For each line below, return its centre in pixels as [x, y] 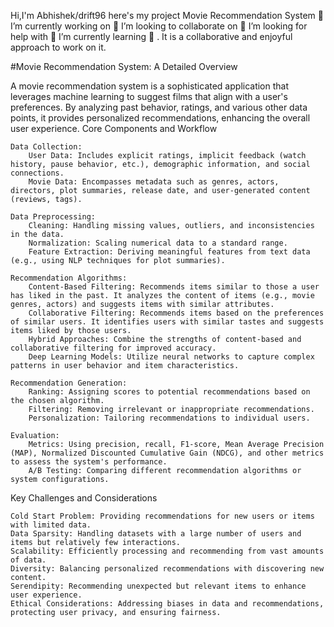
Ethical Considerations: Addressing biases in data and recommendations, [167, 604]
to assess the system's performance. [89, 462]
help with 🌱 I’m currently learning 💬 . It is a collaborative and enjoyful [151, 36]
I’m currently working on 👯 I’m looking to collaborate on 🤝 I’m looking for [159, 26]
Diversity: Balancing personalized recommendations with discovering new [167, 569]
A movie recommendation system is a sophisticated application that [150, 86]
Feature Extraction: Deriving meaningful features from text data [169, 252]
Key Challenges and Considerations [84, 498]
